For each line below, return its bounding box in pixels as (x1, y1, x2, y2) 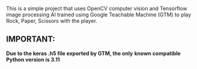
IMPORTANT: (6, 34, 56, 44)
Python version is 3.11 (6, 56, 60, 63)
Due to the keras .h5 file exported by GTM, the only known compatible (6, 50, 181, 57)
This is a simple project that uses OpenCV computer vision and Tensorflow (6, 5, 188, 12)
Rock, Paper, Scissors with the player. (6, 18, 98, 24)
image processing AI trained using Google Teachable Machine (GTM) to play (6, 11, 191, 18)
